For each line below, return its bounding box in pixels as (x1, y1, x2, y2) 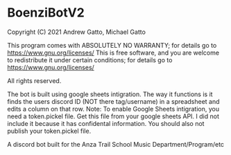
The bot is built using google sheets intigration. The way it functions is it (7, 90, 213, 98)
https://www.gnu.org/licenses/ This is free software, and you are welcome (7, 48, 220, 57)
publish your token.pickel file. (7, 127, 92, 135)
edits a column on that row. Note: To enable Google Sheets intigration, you (7, 104, 220, 113)
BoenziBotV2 (7, 5, 85, 21)
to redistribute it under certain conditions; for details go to (7, 55, 173, 64)
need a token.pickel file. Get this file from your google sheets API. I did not (7, 112, 220, 120)
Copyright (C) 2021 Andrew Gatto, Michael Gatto (7, 28, 146, 36)
